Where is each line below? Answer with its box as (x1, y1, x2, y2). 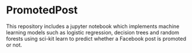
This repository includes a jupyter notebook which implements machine (6, 23, 180, 30)
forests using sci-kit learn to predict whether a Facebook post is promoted (6, 35, 187, 42)
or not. (6, 41, 22, 48)
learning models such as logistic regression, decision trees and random (6, 29, 180, 36)
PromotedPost (6, 3, 78, 17)
